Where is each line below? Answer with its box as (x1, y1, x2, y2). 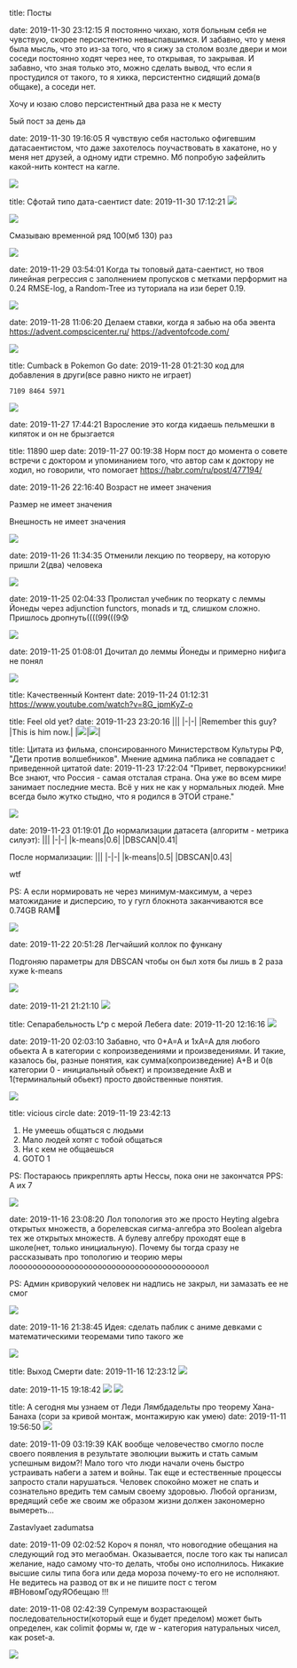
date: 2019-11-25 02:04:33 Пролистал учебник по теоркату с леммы (9, 594, 266, 603)
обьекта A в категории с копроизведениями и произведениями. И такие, (9, 1046, 286, 1056)
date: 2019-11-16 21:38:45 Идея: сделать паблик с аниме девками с (9, 1321, 263, 1332)
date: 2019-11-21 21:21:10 (9, 1001, 99, 1011)
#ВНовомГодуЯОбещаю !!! (9, 1586, 109, 1597)
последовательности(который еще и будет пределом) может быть (9, 1613, 262, 1624)
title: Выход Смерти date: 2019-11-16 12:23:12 (9, 1366, 177, 1377)
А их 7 (9, 1180, 33, 1190)
